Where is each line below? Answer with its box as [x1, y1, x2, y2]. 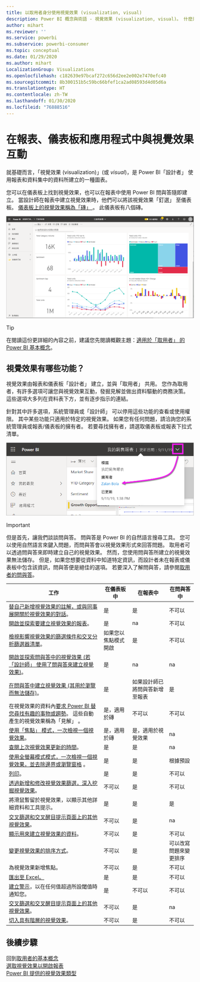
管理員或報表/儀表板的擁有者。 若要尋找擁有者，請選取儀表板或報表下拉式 [11, 423, 192, 430]
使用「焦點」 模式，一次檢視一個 [8, 727, 89, 734]
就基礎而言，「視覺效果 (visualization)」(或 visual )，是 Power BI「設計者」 [6, 168, 187, 176]
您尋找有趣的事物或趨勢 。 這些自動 [8, 709, 94, 717]
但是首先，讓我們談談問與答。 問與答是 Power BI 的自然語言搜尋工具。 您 [6, 533, 186, 541]
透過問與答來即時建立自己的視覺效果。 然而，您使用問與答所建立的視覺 [11, 548, 185, 556]
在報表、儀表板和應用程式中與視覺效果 [6, 132, 195, 146]
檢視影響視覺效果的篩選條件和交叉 [8, 633, 92, 640]
